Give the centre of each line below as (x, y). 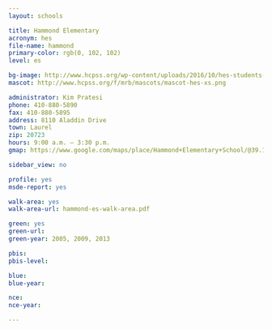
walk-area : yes (34, 202)
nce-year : (25, 305)
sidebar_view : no (38, 164)
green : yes (27, 224)
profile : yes (30, 179)
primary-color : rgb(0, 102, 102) (65, 53)
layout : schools (36, 16)
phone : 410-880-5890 (43, 105)
